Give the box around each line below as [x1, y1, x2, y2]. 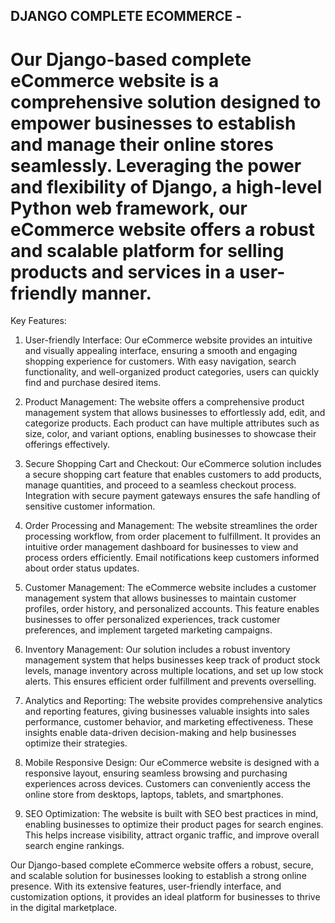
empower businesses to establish [10, 112, 297, 134]
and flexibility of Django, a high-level [10, 175, 323, 198]
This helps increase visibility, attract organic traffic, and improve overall [24, 829, 320, 841]
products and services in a [10, 260, 236, 283]
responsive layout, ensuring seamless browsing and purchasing [24, 767, 288, 779]
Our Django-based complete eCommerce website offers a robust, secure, [10, 859, 314, 871]
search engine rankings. [24, 840, 125, 852]
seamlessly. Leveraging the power [10, 154, 302, 177]
